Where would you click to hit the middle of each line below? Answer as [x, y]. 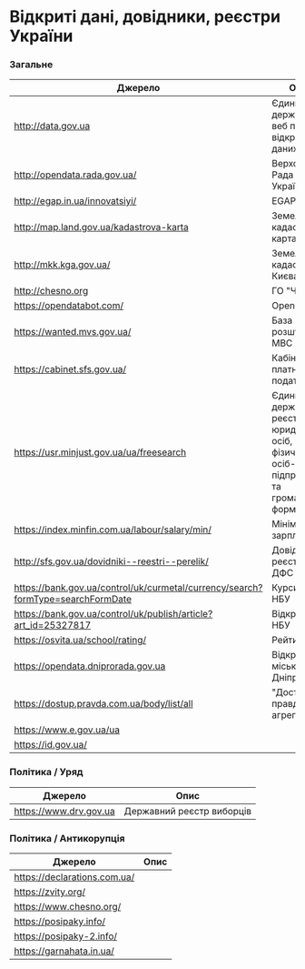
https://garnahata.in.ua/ [64, 951]
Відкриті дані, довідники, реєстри [145, 17]
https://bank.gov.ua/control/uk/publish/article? [113, 614]
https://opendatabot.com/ [69, 306]
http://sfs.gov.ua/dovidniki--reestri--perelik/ [111, 561]
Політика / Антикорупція [67, 838]
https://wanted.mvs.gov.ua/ [73, 332]
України [41, 36]
